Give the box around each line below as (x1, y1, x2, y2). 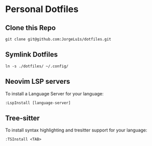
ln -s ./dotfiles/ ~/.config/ (5, 64, 69, 69)
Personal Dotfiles (5, 4, 79, 15)
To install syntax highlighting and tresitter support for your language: (5, 127, 147, 133)
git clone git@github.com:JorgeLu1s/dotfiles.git (5, 37, 112, 42)
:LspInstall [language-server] (5, 100, 71, 105)
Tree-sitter (5, 114, 40, 122)
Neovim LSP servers (5, 77, 70, 86)
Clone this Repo (5, 24, 56, 32)
